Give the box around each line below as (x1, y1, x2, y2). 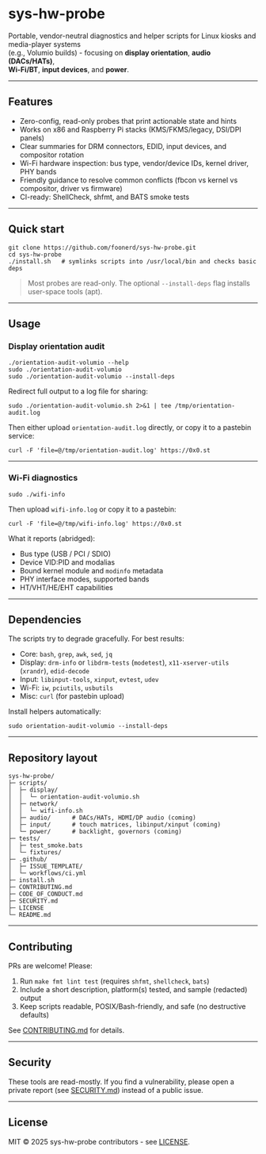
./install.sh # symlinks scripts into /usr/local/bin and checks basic (8, 257, 257, 266)
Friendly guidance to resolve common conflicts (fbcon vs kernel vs (19, 175, 238, 185)
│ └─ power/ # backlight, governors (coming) (8, 828, 182, 836)
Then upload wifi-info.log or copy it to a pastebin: (8, 504, 177, 514)
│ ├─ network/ (8, 800, 59, 808)
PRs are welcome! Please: (8, 960, 93, 970)
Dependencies (8, 612, 82, 627)
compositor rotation (19, 150, 85, 159)
